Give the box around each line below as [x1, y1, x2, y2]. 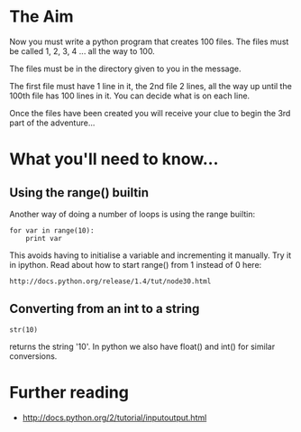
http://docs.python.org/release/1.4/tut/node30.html [9, 277, 212, 286]
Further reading [9, 381, 129, 402]
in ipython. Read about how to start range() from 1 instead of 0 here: [9, 259, 262, 270]
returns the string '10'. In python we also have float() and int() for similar [9, 341, 276, 352]
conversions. [9, 350, 58, 362]
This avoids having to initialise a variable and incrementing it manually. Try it [9, 250, 292, 261]
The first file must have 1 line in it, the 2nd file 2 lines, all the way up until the [9, 80, 293, 91]
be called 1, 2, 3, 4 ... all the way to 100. [9, 45, 155, 56]
